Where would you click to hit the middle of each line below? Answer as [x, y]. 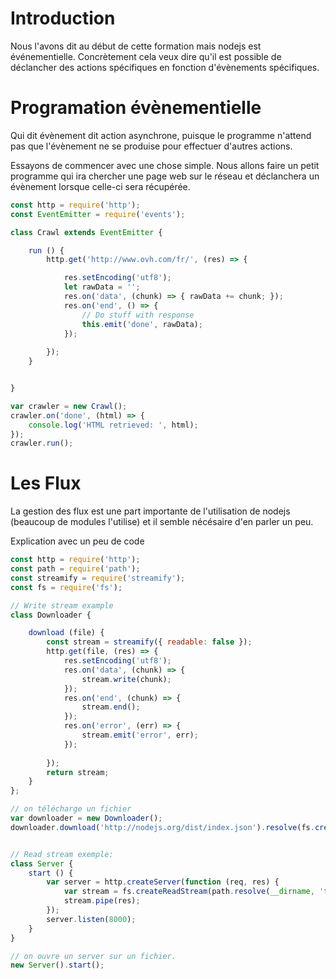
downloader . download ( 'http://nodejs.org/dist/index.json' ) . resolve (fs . [162, 827]
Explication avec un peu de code [77, 541]
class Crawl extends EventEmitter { [86, 232]
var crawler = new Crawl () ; [69, 406]
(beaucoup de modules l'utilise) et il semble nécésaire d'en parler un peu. [162, 522]
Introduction [63, 18]
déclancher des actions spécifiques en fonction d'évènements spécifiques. [165, 67]
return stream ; [78, 772]
